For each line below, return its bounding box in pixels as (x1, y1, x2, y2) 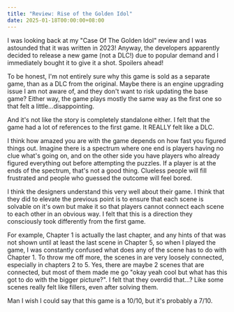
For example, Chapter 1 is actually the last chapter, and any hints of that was (7, 231, 226, 239)
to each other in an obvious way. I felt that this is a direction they (7, 210, 193, 218)
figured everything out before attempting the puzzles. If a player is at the (7, 158, 217, 167)
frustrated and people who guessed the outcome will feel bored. (7, 173, 192, 182)
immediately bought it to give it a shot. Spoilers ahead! (7, 58, 164, 67)
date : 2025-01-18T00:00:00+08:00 (7, 17, 105, 24)
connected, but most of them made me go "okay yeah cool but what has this (7, 268, 228, 276)
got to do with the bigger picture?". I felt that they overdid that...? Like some (7, 275, 224, 284)
